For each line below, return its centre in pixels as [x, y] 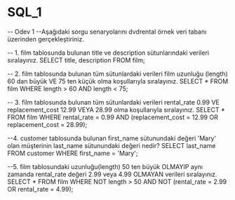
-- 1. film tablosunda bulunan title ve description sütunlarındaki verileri [108, 53]
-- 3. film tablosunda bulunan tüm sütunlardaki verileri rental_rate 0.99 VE [113, 102]
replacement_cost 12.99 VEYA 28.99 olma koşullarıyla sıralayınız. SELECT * [116, 109]
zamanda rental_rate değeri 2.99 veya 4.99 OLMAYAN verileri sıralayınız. [112, 174]
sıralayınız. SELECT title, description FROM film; [76, 60]
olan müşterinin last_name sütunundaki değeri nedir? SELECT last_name [112, 145]
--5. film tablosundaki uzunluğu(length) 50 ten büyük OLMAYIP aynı [105, 166]
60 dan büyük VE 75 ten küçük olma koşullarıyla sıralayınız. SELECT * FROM [118, 81]
